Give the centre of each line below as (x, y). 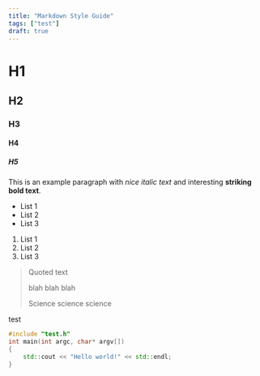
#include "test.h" (39, 334)
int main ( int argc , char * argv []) (67, 342)
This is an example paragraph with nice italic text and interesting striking (130, 182)
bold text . (25, 190)
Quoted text (48, 272)
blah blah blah (51, 288)
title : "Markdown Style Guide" (61, 16)
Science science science (70, 304)
